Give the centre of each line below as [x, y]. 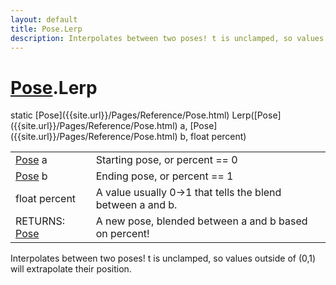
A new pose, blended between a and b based [201, 221]
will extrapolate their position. [71, 269]
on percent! [122, 234]
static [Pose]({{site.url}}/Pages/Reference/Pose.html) [120, 115]
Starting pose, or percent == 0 [166, 160]
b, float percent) [213, 137]
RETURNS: [40, 221]
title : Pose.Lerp [46, 29]
